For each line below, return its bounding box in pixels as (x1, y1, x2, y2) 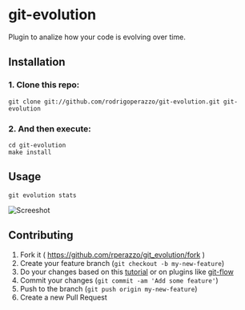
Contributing (8, 228, 74, 242)
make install (8, 148, 52, 156)
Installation (8, 55, 66, 69)
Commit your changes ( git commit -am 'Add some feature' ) (19, 275, 219, 285)
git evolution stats (8, 191, 78, 199)
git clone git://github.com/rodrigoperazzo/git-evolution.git (8, 98, 220, 106)
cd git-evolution (8, 141, 66, 149)
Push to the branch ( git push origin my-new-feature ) (19, 284, 198, 293)
